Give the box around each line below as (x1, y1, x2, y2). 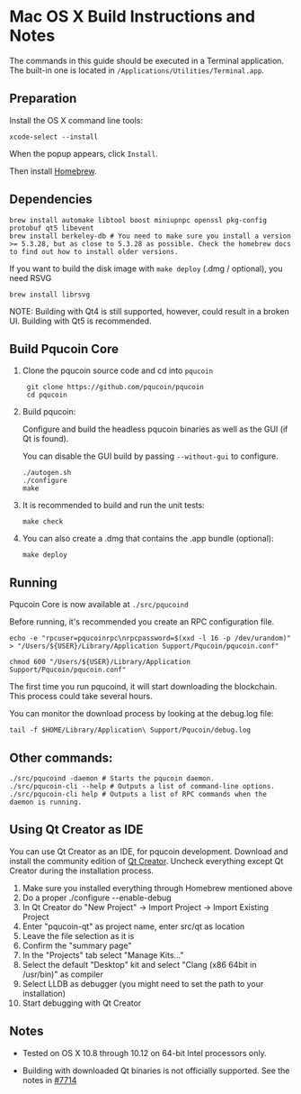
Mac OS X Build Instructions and (9, 6, 256, 27)
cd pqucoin (26, 390, 67, 400)
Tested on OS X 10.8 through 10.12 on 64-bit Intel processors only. (22, 1047, 267, 1058)
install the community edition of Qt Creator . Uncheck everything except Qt (9, 855, 284, 866)
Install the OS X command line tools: (9, 114, 144, 125)
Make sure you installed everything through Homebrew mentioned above (22, 882, 293, 893)
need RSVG (9, 272, 52, 283)
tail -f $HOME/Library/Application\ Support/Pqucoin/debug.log (9, 725, 252, 735)
